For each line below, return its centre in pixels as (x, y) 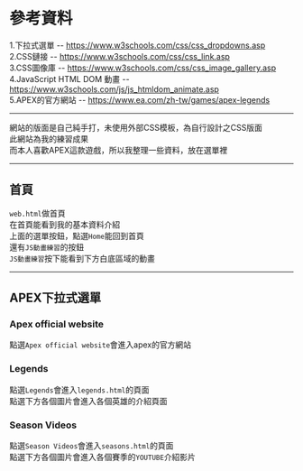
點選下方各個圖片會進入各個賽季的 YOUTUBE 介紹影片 (103, 457)
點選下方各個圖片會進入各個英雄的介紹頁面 (88, 401)
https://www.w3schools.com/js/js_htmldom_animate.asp (114, 89)
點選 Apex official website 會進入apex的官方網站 (101, 345)
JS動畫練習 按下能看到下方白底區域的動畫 (82, 258)
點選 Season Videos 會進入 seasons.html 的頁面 (92, 446)
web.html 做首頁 (37, 213)
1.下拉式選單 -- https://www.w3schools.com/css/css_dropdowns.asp (138, 45)
